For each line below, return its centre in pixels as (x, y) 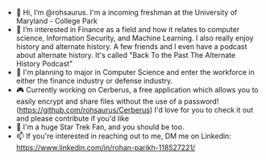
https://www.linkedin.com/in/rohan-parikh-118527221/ (106, 148)
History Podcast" (44, 64)
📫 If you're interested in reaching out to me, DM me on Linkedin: (123, 136)
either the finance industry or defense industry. (94, 81)
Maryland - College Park (57, 21)
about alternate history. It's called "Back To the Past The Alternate (126, 55)
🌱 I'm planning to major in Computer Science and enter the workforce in (135, 72)
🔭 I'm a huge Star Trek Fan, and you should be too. (100, 127)
